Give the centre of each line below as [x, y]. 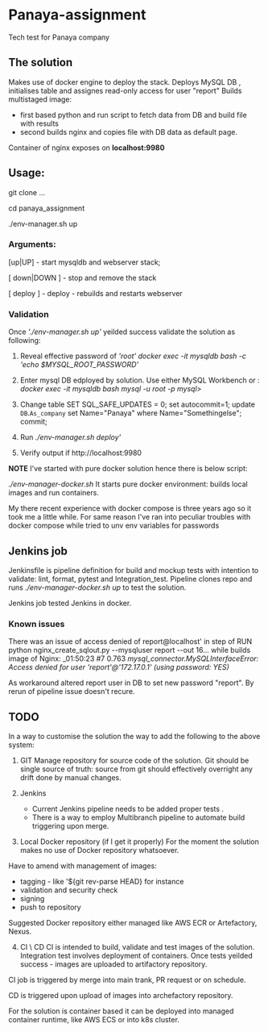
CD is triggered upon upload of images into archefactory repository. [121, 996]
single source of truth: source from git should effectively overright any [136, 769]
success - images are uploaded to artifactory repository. [113, 964]
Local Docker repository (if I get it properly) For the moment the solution [140, 842]
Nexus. [20, 932]
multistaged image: [40, 99]
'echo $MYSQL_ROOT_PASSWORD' [79, 365]
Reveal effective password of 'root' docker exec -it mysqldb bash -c [133, 356]
